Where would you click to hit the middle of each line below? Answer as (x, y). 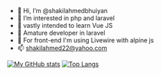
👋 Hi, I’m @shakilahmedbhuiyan (62, 11)
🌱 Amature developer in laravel (61, 33)
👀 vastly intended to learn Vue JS (65, 25)
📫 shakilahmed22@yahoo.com (62, 48)
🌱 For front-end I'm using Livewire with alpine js (85, 40)
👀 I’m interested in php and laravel (66, 18)
